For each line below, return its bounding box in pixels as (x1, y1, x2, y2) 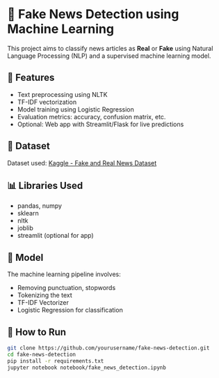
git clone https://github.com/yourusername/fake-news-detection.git (7, 345, 210, 351)
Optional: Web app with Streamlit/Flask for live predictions (17, 120, 184, 128)
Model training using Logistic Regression (17, 105, 134, 114)
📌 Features (7, 72, 55, 84)
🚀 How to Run (7, 326, 67, 338)
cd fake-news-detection (7, 351, 76, 358)
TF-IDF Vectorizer (17, 298, 70, 307)
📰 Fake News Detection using (7, 6, 179, 22)
